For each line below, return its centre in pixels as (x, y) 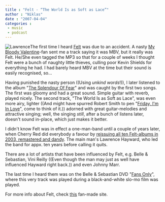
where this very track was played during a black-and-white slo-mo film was (82, 179)
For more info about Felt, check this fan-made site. (56, 194)
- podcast (17, 33)
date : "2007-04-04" (26, 19)
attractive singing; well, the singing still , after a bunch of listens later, (75, 114)
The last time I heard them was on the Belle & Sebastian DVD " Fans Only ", (80, 174)
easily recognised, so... (29, 73)
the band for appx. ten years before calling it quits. (56, 144)
